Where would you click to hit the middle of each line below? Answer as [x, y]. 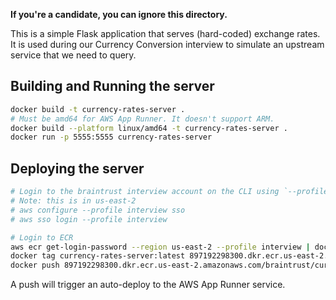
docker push [35, 265]
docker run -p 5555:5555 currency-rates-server [111, 137]
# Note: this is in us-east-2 [73, 201]
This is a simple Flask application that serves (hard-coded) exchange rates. [165, 33]
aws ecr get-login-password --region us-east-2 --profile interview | [160, 247]
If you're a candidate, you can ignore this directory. [119, 14]
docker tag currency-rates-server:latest [98, 256]
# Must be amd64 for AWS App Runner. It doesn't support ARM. [142, 119]
